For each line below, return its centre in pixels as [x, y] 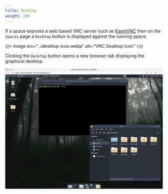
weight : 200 [17, 16]
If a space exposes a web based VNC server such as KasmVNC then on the [83, 31]
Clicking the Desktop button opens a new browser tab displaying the [75, 56]
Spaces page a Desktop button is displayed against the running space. [76, 36]
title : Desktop [21, 11]
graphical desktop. [24, 61]
